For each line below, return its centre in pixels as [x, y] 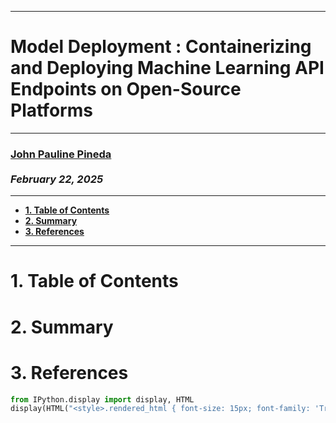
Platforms [51, 110]
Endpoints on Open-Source [126, 89]
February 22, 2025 [57, 179]
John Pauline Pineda [61, 154]
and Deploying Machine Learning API [167, 68]
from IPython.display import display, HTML [102, 399]
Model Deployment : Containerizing [161, 47]
